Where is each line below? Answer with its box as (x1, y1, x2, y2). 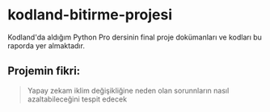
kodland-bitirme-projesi (7, 6, 173, 24)
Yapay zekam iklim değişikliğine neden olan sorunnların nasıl (27, 85, 230, 95)
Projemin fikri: (7, 64, 81, 78)
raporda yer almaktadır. (7, 40, 86, 50)
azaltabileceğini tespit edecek (27, 94, 127, 104)
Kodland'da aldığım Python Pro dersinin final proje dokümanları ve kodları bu (7, 32, 262, 42)
